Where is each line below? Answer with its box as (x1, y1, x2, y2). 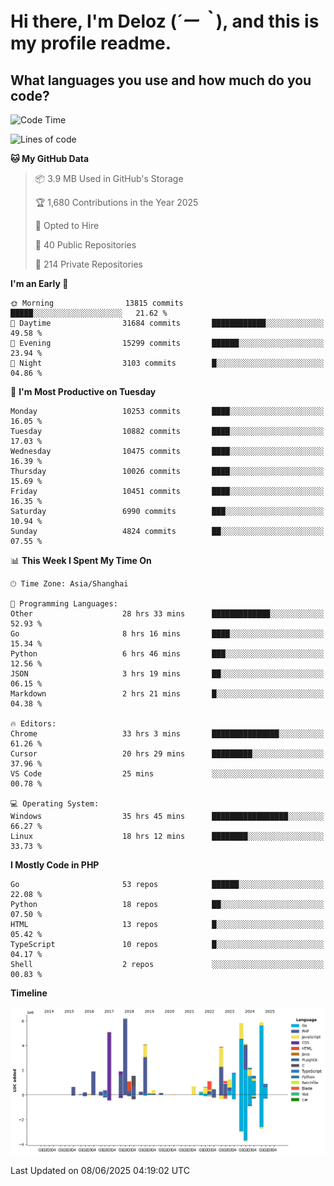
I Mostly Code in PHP (10, 859, 100, 871)
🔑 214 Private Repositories (34, 258, 143, 270)
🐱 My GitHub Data (10, 153, 90, 164)
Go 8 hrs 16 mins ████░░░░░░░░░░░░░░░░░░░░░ (10, 629, 325, 639)
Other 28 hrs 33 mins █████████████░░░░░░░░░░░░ (10, 609, 325, 619)
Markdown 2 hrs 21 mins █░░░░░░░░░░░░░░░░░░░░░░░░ (10, 689, 325, 699)
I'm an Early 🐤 (10, 278, 69, 289)
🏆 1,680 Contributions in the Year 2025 (34, 197, 199, 208)
